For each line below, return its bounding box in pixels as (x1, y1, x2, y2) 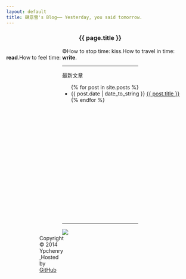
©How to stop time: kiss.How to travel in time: (62, 47, 175, 54)
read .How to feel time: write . (6, 54, 77, 61)
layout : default (6, 8, 46, 15)
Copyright (39, 234, 64, 241)
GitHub (39, 266, 57, 273)
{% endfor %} (70, 96, 106, 103)
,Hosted (39, 253, 59, 261)
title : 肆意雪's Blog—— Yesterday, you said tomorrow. (6, 14, 142, 20)
